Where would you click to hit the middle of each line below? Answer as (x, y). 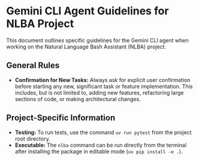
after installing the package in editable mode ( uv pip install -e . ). (99, 151)
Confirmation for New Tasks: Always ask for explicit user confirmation (102, 80)
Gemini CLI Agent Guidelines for (88, 11)
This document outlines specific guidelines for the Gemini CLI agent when (97, 40)
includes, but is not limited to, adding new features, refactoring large (99, 92)
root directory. (32, 138)
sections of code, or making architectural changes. (78, 99)
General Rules (33, 66)
